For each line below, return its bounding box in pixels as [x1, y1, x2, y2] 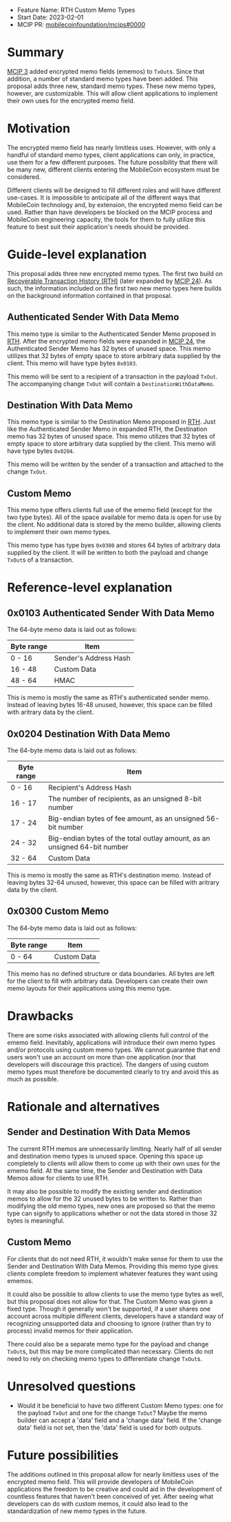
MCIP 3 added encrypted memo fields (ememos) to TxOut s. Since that [7, 67, 205, 75]
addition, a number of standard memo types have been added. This [7, 74, 198, 83]
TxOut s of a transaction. [7, 556, 74, 564]
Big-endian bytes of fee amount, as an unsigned [47, 814, 205, 823]
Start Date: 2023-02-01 [16, 13, 84, 21]
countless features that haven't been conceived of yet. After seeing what [7, 1492, 214, 1500]
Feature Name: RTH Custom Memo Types [16, 6, 135, 14]
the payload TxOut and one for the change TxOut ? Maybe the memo [16, 1408, 208, 1417]
